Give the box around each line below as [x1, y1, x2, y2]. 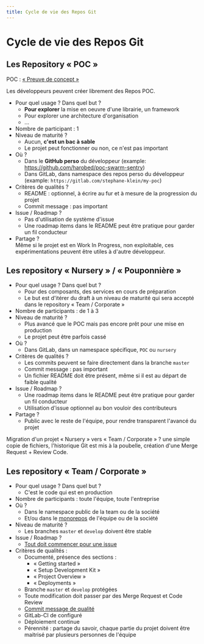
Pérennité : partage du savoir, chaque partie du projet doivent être [24, 625, 191, 632]
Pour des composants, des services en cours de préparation [24, 288, 177, 295]
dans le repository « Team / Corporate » [24, 301, 125, 308]
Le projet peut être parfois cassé [24, 333, 107, 341]
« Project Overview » [33, 573, 86, 580]
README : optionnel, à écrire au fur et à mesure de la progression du [24, 189, 197, 197]
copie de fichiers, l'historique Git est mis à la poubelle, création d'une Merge [6, 442, 198, 449]
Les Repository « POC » [6, 59, 99, 70]
